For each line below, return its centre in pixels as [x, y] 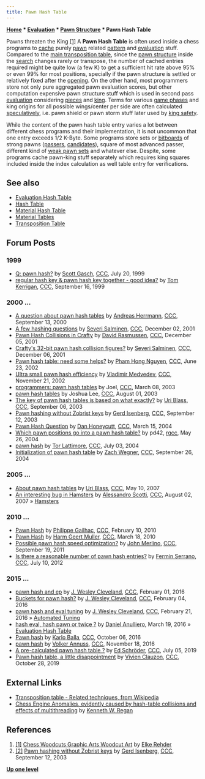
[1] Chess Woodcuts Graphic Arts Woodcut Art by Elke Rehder [93, 744]
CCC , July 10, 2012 [39, 563]
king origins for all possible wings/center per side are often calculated [94, 106]
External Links [34, 683]
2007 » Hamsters [37, 501]
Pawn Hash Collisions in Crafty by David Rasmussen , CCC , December [103, 335]
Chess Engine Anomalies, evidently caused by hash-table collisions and [106, 704]
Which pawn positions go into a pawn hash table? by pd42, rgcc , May [103, 433]
